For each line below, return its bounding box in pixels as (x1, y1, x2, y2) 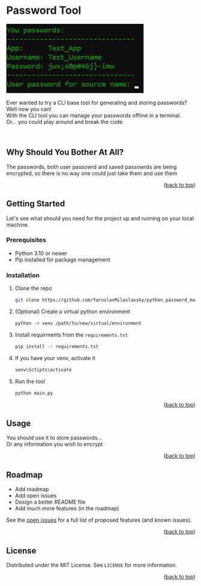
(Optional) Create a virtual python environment (14, 308, 130, 316)
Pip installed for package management (14, 256, 111, 263)
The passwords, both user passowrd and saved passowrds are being (6, 163, 177, 170)
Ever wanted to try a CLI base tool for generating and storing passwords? (6, 99, 188, 106)
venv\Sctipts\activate (14, 367, 72, 373)
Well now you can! (6, 105, 52, 112)
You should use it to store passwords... (6, 434, 103, 442)
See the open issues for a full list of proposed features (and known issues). (6, 516, 192, 523)
